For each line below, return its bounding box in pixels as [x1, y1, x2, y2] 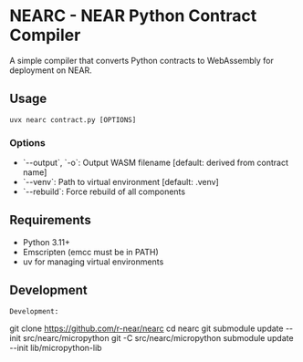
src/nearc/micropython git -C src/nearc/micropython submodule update [22, 332, 294, 343]
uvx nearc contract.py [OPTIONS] [9, 115, 137, 124]
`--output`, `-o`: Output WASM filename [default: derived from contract [22, 157, 289, 169]
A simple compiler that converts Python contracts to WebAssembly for [9, 55, 274, 66]
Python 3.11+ [22, 236, 71, 247]
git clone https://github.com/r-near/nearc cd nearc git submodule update [9, 323, 284, 334]
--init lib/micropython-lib [9, 342, 102, 353]
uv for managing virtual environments [22, 256, 164, 267]
